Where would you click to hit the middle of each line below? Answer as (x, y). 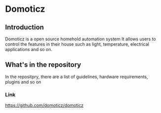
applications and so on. (29, 49)
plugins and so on (23, 82)
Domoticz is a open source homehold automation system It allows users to (80, 39)
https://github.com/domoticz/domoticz (44, 105)
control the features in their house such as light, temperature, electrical (77, 44)
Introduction (25, 27)
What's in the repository (43, 65)
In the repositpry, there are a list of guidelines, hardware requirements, (77, 77)
